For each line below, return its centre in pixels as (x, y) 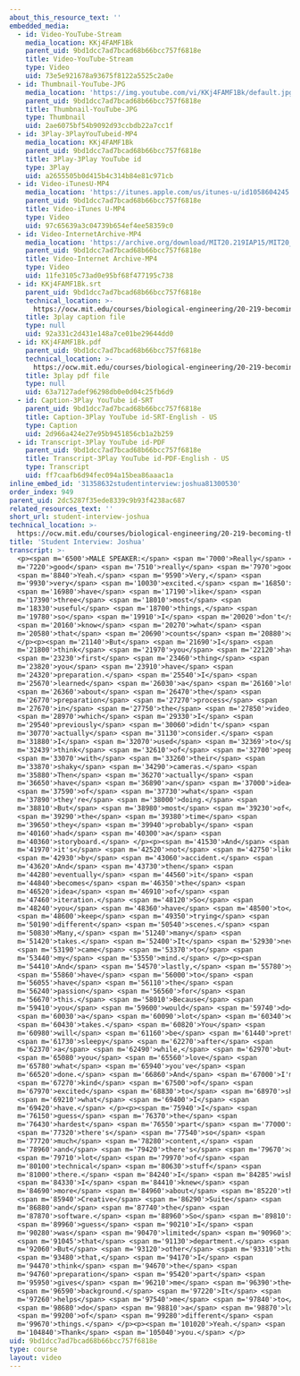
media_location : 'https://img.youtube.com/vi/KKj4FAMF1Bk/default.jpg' (161, 92)
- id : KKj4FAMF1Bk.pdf (59, 342)
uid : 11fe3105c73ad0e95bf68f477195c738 (100, 276)
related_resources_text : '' (62, 509)
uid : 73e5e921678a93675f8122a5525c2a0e (100, 76)
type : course (33, 1349)
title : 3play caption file (75, 317)
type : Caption (51, 425)
